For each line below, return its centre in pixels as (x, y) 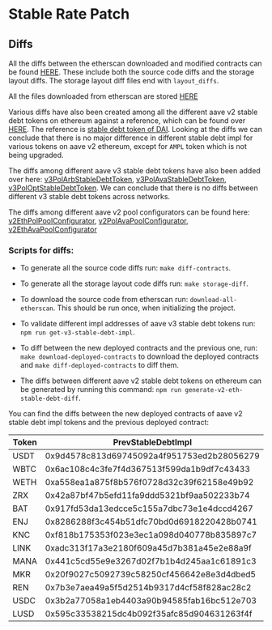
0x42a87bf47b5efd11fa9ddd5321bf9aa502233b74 (147, 496)
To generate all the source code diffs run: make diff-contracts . (125, 268)
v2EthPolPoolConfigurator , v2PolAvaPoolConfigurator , (98, 221)
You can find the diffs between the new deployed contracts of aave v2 (125, 414)
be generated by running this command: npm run (101, 389)
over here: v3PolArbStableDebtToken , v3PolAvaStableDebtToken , (117, 179)
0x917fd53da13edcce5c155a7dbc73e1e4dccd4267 (149, 509)
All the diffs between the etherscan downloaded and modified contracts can (135, 63)
